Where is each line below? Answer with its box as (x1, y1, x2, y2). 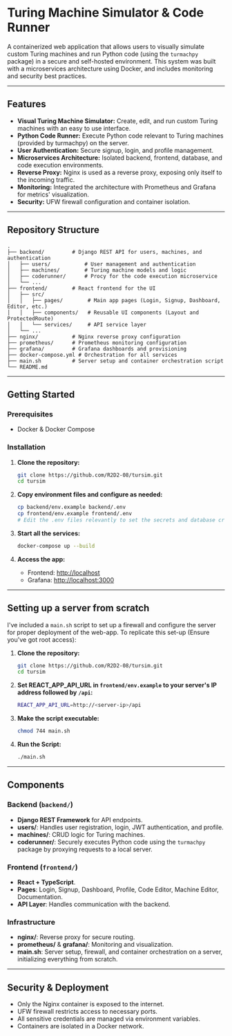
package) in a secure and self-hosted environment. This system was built (7, 57, 216, 65)
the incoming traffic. (17, 175, 75, 184)
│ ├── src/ (7, 290, 45, 298)
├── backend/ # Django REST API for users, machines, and (7, 248, 202, 255)
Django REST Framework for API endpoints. (17, 815, 143, 824)
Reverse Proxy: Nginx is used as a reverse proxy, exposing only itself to (17, 168, 222, 176)
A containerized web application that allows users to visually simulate (7, 42, 205, 50)
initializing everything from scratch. (17, 955, 118, 963)
